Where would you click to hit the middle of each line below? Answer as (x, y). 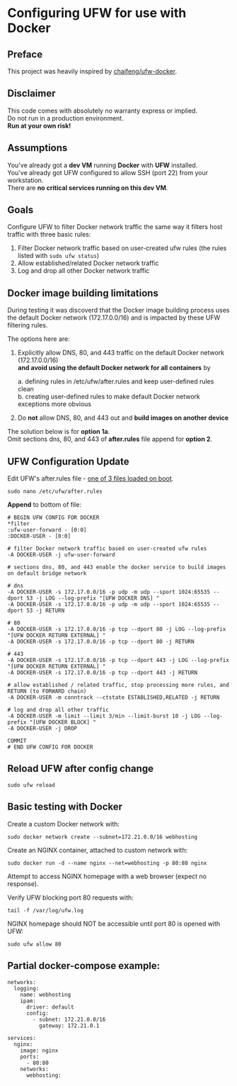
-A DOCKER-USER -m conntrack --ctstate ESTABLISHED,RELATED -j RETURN (114, 698)
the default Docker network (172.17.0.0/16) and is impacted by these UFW (114, 318)
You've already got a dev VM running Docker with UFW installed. (103, 165)
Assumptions (37, 148)
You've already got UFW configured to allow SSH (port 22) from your (108, 172)
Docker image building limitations (83, 293)
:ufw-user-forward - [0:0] (47, 530)
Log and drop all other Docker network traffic (83, 271)
